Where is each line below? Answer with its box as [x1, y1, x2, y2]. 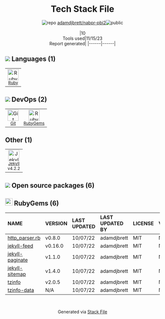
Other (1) [5, 136, 32, 144]
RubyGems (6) [14, 199, 59, 207]
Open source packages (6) [11, 181, 95, 190]
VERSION [45, 220, 68, 227]
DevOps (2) [11, 95, 48, 104]
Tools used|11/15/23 [62, 35, 103, 41]
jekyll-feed [7, 242, 33, 249]
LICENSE [133, 220, 154, 227]
